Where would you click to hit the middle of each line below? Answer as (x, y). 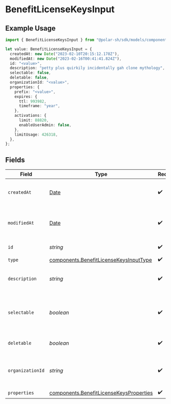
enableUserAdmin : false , (45, 125)
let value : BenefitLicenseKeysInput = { (49, 49)
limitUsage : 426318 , (36, 134)
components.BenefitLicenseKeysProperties (101, 393)
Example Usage (31, 28)
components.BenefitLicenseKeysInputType (101, 260)
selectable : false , (31, 73)
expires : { (26, 96)
